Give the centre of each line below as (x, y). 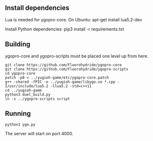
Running (18, 114)
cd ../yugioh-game (23, 90)
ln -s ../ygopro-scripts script (37, 99)
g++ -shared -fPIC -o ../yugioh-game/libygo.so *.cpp (60, 82)
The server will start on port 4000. (39, 134)
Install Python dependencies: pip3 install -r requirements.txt (65, 29)
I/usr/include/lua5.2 (27, 86)
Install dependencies (37, 8)
